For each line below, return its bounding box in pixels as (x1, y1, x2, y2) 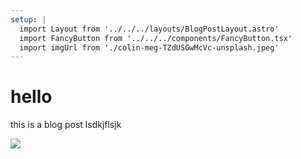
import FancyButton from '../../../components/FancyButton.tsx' (19, 33, 293, 43)
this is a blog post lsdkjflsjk (10, 119, 122, 131)
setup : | (10, 14, 47, 25)
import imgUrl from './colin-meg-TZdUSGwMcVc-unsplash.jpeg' (19, 42, 280, 53)
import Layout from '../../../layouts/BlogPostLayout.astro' (19, 24, 280, 34)
